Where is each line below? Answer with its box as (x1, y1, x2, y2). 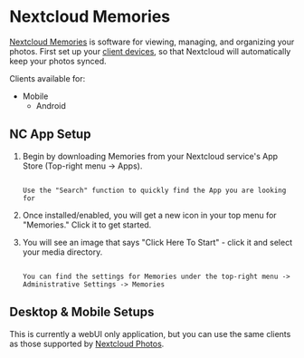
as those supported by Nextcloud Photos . (9, 338, 165, 349)
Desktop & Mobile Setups (9, 305, 155, 320)
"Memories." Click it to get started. (22, 219, 152, 230)
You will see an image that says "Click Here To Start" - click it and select (22, 237, 292, 247)
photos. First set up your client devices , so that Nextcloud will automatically (9, 45, 291, 56)
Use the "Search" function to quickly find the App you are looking (22, 186, 287, 195)
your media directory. (22, 247, 103, 257)
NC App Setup (9, 127, 91, 142)
